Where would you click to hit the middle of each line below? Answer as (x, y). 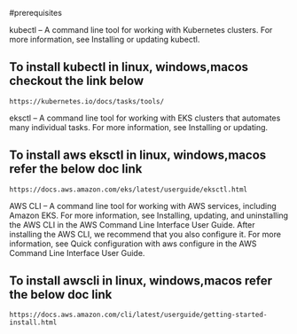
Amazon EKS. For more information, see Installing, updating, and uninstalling (149, 215)
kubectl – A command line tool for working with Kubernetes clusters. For (141, 30)
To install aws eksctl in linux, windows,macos (138, 155)
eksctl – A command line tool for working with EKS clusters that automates (145, 118)
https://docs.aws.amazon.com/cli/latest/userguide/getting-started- (138, 315)
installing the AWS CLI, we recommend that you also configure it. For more (145, 234)
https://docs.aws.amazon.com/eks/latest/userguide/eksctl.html (129, 190)
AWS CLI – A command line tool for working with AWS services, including (143, 206)
